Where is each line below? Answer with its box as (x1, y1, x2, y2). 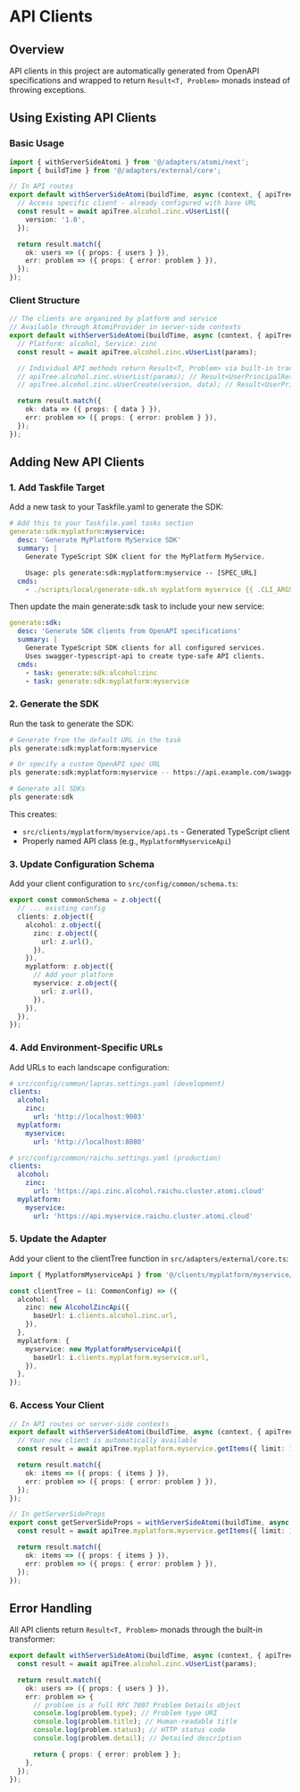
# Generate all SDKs (9, 784, 87, 793)
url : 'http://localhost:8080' (32, 1137, 146, 1146)
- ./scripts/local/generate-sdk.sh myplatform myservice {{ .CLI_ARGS (25, 585, 294, 594)
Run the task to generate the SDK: (9, 718, 135, 729)
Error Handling (9, 1601, 92, 1616)
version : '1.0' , (25, 215, 87, 224)
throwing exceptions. (9, 85, 87, 95)
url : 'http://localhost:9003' (32, 1112, 146, 1121)
